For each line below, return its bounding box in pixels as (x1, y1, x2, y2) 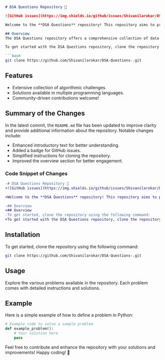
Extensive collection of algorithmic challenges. (12, 84, 107, 90)
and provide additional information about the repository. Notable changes (5, 128, 154, 133)
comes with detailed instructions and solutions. (5, 285, 101, 291)
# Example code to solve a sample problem (5, 322, 93, 327)
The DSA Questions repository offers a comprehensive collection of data (5, 36, 160, 41)
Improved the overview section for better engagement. (12, 157, 123, 164)
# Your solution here (14, 331, 58, 336)
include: (5, 132, 22, 138)
